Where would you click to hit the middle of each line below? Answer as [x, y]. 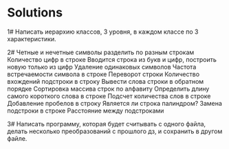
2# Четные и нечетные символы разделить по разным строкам [101, 52]
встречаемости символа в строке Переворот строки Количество [103, 74]
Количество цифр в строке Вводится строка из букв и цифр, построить [112, 59]
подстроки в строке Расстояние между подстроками [86, 111]
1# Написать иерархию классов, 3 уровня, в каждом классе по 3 [103, 32]
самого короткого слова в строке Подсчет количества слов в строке [109, 96]
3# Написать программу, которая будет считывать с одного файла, [107, 124]
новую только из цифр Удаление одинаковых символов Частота [102, 67]
